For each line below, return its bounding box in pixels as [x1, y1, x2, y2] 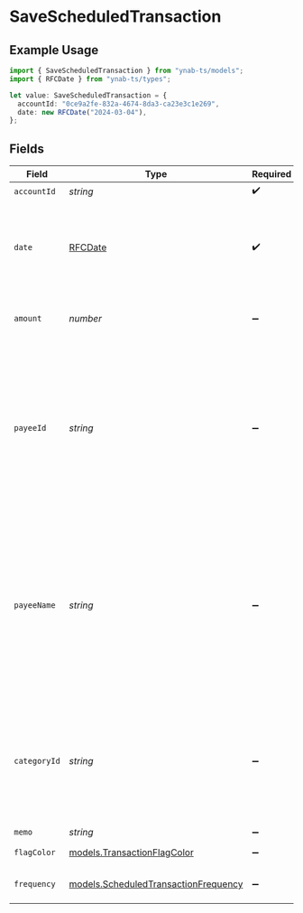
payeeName [14, 601, 56, 610]
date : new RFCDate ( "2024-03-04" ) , [17, 107, 147, 116]
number [69, 312, 102, 325]
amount [14, 313, 42, 324]
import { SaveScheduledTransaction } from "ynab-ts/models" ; [9, 66, 244, 75]
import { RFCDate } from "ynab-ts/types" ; [9, 74, 171, 83]
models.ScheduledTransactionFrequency [69, 878, 243, 890]
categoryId [14, 756, 60, 767]
